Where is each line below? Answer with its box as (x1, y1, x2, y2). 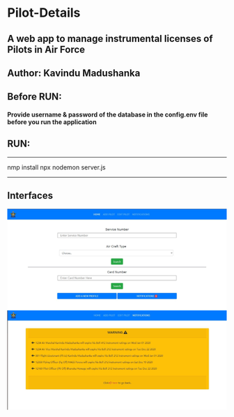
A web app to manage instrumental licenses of (7, 33, 214, 45)
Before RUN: (7, 91, 62, 103)
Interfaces (7, 190, 54, 202)
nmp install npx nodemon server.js (7, 162, 106, 172)
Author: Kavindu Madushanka (7, 67, 141, 79)
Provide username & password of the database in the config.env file (7, 110, 208, 119)
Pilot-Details (7, 5, 81, 21)
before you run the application (7, 117, 97, 126)
